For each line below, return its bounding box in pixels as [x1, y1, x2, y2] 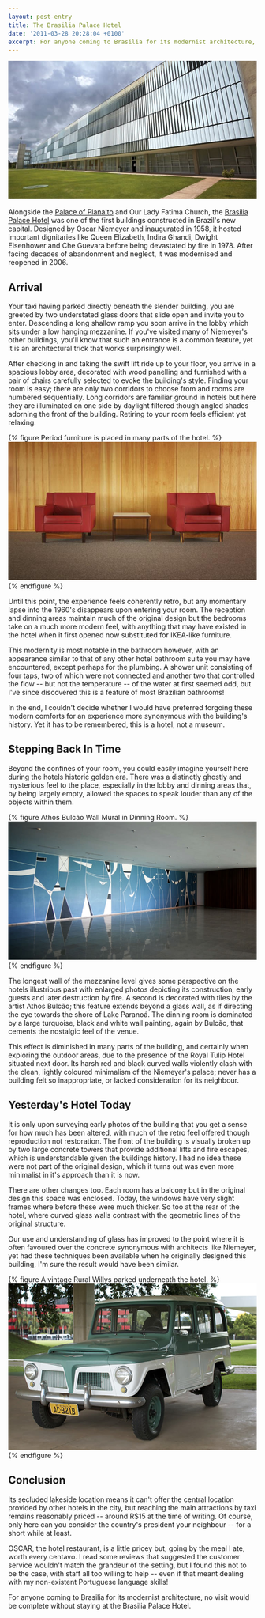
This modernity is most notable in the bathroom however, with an [8, 645, 219, 656]
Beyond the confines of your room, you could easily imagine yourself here [8, 763, 248, 773]
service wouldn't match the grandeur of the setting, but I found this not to [8, 1560, 247, 1570]
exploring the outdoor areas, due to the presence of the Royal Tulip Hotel [8, 1050, 245, 1060]
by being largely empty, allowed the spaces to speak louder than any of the [8, 788, 253, 798]
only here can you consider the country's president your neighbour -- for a [8, 1519, 252, 1529]
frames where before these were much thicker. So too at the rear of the [8, 1202, 240, 1212]
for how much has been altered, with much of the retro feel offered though [8, 1128, 250, 1137]
